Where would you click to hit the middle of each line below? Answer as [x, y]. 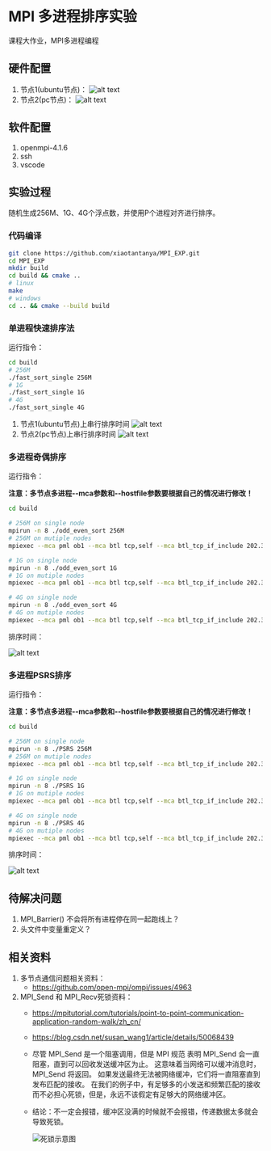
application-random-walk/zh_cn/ [86, 1022]
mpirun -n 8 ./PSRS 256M [50, 748]
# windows [25, 298]
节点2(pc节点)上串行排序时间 [68, 434]
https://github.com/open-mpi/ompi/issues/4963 [112, 988]
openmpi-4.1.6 [44, 147]
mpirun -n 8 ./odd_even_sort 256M [67, 531]
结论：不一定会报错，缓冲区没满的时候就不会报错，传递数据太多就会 [145, 1111]
